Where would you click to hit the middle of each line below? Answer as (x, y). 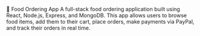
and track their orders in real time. (48, 28)
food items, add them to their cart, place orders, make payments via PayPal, (100, 22)
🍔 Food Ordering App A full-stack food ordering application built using (93, 9)
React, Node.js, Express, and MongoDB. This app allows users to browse (97, 15)
